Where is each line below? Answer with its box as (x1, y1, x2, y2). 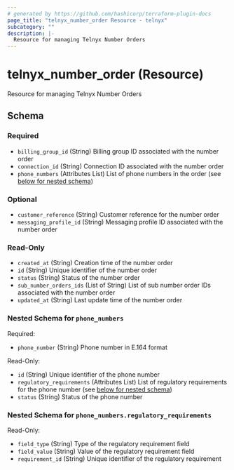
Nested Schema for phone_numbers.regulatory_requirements (7, 410, 212, 419)
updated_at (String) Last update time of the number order (17, 296, 183, 304)
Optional (7, 194, 37, 204)
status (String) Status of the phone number (17, 392, 143, 401)
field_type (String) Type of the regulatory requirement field (17, 439, 190, 448)
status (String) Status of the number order (17, 274, 140, 282)
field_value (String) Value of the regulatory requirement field (17, 447, 195, 455)
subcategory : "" (7, 23, 55, 30)
